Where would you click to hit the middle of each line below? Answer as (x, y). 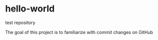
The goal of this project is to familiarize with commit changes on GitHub (79, 32)
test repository (20, 22)
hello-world (30, 9)
